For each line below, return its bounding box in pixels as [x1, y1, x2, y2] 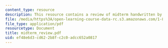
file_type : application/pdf [5, 21, 64, 26]
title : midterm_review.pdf [5, 30, 61, 35]
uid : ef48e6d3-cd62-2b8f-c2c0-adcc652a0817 [5, 35, 97, 40]
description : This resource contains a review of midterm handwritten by [5, 12, 162, 17]
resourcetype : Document [5, 26, 55, 31]
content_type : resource [5, 7, 55, 12]
